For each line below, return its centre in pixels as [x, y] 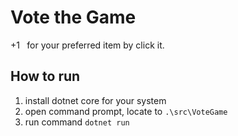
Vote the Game [73, 17]
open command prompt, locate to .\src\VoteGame [126, 111]
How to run [45, 76]
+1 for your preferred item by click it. [87, 45]
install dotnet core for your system [95, 100]
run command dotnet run [77, 122]
